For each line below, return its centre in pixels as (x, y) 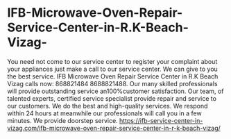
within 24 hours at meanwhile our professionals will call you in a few (105, 113)
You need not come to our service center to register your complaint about (112, 61)
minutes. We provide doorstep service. (62, 120)
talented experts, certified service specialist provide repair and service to (112, 98)
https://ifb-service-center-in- (161, 120)
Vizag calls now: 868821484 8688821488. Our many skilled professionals (112, 83)
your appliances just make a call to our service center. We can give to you (113, 69)
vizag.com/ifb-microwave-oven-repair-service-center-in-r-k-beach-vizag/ (114, 128)
